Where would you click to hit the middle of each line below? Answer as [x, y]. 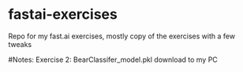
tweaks [20, 44]
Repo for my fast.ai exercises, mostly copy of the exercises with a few [121, 36]
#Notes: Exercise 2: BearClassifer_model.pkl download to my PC [113, 59]
